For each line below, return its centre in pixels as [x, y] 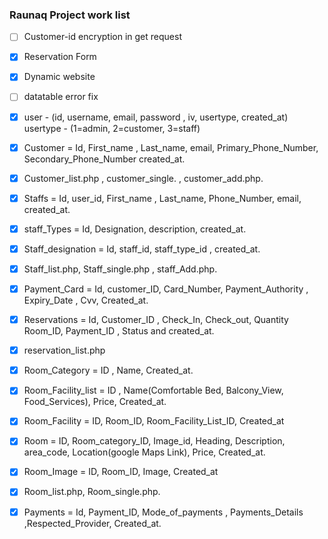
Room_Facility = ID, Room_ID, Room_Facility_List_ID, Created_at [154, 421]
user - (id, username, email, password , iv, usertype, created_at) [156, 117]
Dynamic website [59, 77]
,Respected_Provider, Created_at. [92, 523]
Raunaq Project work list [70, 15]
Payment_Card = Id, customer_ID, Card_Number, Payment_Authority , [166, 289]
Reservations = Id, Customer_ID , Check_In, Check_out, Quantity [156, 320]
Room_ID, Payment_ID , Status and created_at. [119, 331]
